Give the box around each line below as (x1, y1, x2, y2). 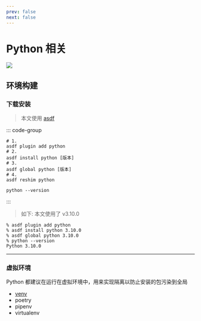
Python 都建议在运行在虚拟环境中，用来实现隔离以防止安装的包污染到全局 (6, 279, 188, 286)
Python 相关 (6, 42, 67, 56)
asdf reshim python (6, 177, 55, 183)
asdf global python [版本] (6, 167, 72, 173)
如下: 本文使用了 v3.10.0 (20, 210, 80, 218)
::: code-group (6, 127, 42, 134)
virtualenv (14, 309, 40, 317)
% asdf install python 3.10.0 (6, 228, 82, 234)
